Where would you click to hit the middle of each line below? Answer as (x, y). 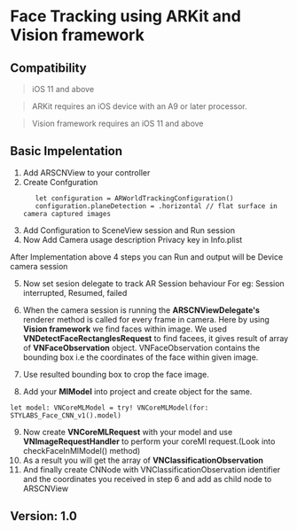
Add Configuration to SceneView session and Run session (129, 230)
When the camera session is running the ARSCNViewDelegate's (141, 310)
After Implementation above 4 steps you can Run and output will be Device (147, 257)
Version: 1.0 (44, 516)
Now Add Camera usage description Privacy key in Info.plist (133, 239)
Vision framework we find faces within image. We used (125, 329)
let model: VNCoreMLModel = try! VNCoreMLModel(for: (109, 408)
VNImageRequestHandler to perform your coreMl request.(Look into (149, 441)
